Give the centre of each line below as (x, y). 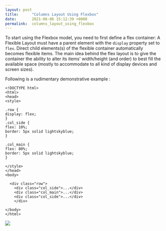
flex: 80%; (16, 149)
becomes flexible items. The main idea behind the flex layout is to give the (81, 54)
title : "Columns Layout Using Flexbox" (52, 14)
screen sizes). (19, 70)
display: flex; (21, 114)
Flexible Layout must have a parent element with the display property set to (83, 43)
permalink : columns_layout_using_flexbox (50, 24)
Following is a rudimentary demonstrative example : (58, 79)
